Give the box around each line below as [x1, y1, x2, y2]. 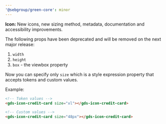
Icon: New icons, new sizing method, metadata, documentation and [5, 21, 145, 27]
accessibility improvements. [5, 26, 63, 32]
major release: [5, 41, 35, 47]
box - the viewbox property [12, 61, 68, 67]
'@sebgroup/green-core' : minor [5, 7, 70, 12]
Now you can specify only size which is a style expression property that [5, 71, 154, 77]
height [12, 57, 26, 62]
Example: [5, 86, 24, 92]
